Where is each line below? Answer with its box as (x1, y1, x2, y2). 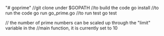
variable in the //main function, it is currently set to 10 (5, 25, 118, 31)
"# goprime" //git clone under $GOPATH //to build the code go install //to (5, 5, 159, 10)
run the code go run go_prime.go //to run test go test (5, 10, 117, 16)
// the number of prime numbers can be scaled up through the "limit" (5, 20, 151, 25)
